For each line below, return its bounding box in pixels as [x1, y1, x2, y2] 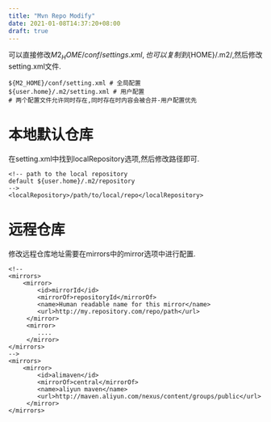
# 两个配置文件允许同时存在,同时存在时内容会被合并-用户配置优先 [8, 96, 198, 105]
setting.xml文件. [8, 61, 62, 71]
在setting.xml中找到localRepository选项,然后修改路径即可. [8, 154, 200, 164]
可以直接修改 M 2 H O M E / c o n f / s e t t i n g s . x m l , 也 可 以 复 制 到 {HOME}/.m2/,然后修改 [8, 50, 263, 61]
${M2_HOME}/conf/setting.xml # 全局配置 [8, 79, 141, 87]
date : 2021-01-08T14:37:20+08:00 [8, 19, 121, 27]
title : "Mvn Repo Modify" [8, 11, 95, 20]
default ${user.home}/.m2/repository [8, 177, 135, 186]
